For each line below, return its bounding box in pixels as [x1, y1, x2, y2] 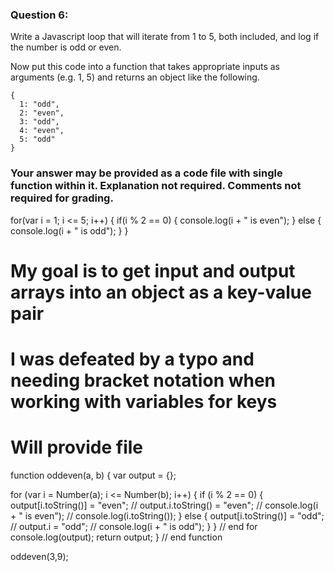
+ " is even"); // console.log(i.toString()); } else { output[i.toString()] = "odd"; [10, 509, 325, 522]
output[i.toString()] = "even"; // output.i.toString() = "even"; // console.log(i [10, 499, 319, 511]
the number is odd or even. [10, 41, 122, 53]
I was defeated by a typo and [10, 348, 255, 370]
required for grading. [10, 191, 114, 205]
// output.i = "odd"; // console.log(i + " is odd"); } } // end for [10, 520, 258, 532]
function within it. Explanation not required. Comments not [10, 179, 302, 193]
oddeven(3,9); [10, 550, 69, 562]
